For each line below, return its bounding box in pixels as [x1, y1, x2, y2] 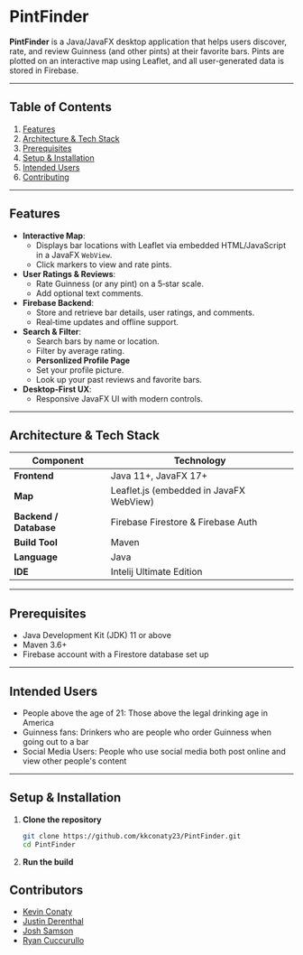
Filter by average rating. [35, 345, 124, 356]
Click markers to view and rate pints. [35, 259, 172, 270]
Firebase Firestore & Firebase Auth [110, 516, 258, 529]
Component [32, 454, 84, 467]
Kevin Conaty [22, 906, 73, 917]
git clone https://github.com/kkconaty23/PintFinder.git [22, 831, 242, 840]
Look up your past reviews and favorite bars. [35, 374, 203, 385]
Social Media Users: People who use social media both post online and [22, 746, 286, 756]
